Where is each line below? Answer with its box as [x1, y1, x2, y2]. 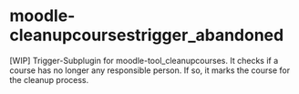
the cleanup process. [9, 74, 89, 85]
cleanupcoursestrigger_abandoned [9, 25, 284, 46]
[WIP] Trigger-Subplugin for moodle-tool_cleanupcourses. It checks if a [9, 55, 279, 66]
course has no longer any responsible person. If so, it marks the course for [9, 65, 290, 76]
